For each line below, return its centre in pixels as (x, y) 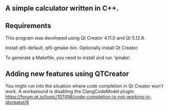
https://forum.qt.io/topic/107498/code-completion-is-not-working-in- (79, 97)
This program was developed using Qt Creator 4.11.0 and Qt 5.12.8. (75, 38)
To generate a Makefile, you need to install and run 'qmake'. (68, 58)
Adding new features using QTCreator (67, 74)
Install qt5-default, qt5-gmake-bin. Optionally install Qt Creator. (72, 48)
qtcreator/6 (17, 102)
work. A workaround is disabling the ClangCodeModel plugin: (70, 92)
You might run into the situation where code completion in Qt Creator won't (84, 86)
